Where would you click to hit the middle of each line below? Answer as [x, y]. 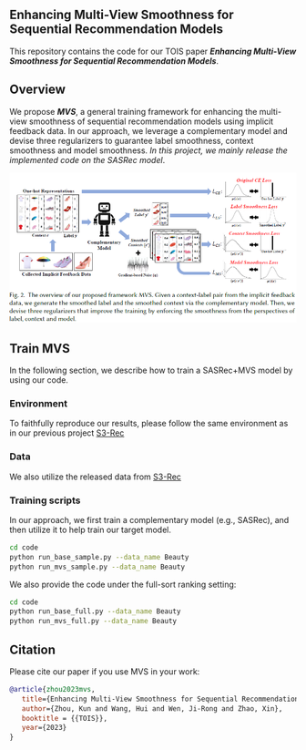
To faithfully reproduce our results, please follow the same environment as [149, 424]
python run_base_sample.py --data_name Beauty [99, 557]
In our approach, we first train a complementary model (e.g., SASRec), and [149, 519]
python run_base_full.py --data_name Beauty [95, 611]
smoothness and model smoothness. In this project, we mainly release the [149, 150]
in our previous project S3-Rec [67, 433]
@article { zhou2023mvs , [52, 689]
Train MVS [40, 349]
